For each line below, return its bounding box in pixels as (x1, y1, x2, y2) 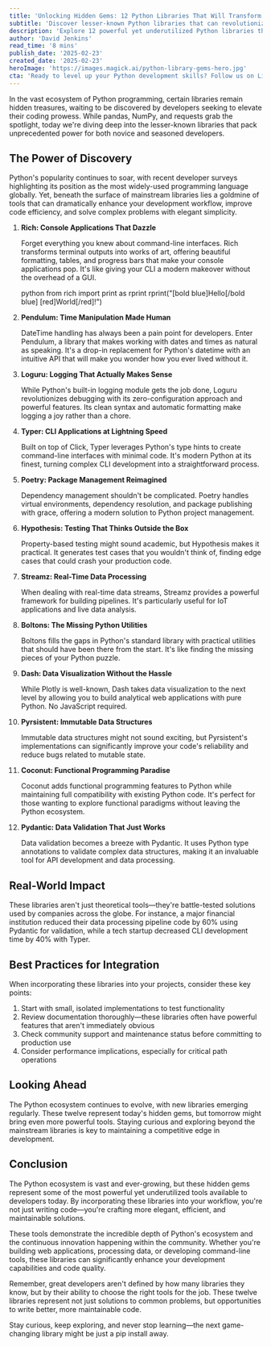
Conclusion (9, 1157, 68, 1171)
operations (20, 1055, 57, 1065)
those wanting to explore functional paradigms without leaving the (20, 798, 240, 808)
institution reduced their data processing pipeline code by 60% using (9, 918, 238, 927)
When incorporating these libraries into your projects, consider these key (9, 980, 252, 989)
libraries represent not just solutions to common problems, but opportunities (9, 1296, 262, 1306)
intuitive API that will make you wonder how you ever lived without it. (20, 354, 248, 364)
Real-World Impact (9, 879, 105, 892)
